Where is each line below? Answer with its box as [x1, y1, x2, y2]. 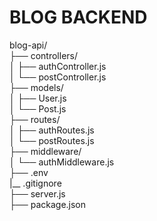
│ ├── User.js [9, 92, 67, 104]
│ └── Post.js [9, 102, 67, 115]
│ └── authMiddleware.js [9, 156, 115, 168]
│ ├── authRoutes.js [9, 124, 95, 136]
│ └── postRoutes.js [9, 134, 95, 146]
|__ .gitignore [9, 177, 62, 189]
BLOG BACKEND [9, 6, 148, 29]
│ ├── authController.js [9, 60, 107, 72]
